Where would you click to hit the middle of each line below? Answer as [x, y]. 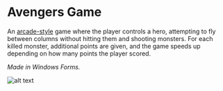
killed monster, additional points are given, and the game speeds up [104, 46]
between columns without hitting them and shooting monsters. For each [110, 38]
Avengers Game [55, 12]
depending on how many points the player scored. [79, 53]
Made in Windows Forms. [44, 67]
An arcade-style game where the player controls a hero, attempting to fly [111, 31]
